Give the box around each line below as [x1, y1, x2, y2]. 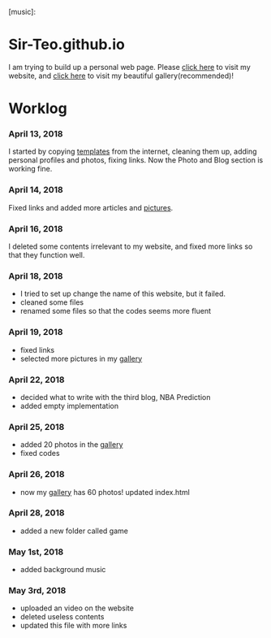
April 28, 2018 [8, 507, 65, 519]
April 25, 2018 [8, 421, 65, 432]
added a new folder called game [19, 526, 128, 536]
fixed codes [19, 449, 60, 458]
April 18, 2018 [8, 270, 63, 281]
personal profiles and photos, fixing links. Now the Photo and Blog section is [8, 155, 264, 165]
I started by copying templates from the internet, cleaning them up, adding [8, 146, 257, 157]
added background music [19, 565, 106, 575]
